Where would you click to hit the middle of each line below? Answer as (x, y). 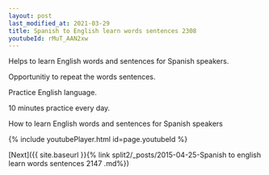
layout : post (30, 16)
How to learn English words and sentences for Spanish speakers (116, 124)
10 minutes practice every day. (59, 108)
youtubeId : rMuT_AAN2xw (48, 38)
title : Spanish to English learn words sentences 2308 (103, 31)
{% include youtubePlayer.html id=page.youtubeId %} (98, 140)
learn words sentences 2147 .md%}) (69, 164)
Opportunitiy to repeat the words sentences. (82, 77)
